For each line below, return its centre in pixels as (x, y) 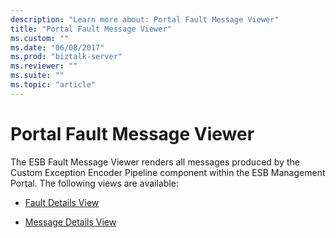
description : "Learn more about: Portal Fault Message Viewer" (145, 19)
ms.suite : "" (37, 76)
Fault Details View (62, 202)
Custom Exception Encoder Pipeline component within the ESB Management (168, 172)
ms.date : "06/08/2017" (57, 47)
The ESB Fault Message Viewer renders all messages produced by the (155, 162)
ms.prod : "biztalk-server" (66, 57)
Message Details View (70, 222)
